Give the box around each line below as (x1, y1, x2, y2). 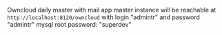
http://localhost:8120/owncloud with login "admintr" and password (7, 13, 200, 21)
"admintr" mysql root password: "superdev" (7, 21, 132, 28)
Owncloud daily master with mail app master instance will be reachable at (7, 6, 216, 14)
